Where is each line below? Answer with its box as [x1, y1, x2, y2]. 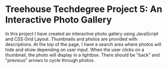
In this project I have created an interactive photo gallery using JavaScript [5, 30, 159, 36]
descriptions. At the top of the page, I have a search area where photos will [5, 41, 161, 47]
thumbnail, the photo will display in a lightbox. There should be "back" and [5, 51, 160, 58]
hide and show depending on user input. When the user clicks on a [5, 46, 145, 52]
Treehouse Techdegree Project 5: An [5, 3, 162, 15]
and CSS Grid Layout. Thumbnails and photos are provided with [5, 36, 138, 42]
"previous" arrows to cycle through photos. [5, 57, 95, 63]
